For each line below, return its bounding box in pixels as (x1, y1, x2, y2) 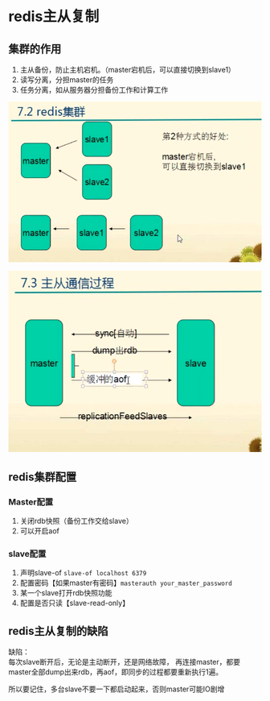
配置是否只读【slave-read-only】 (19, 598, 130, 608)
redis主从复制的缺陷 (8, 624, 108, 637)
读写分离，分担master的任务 (19, 75, 114, 85)
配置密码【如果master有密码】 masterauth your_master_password (19, 578, 233, 588)
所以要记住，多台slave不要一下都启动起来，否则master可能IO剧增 (8, 684, 225, 694)
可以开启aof (19, 526, 60, 536)
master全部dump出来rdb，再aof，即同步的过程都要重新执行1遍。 (8, 667, 223, 677)
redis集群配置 (8, 470, 77, 483)
